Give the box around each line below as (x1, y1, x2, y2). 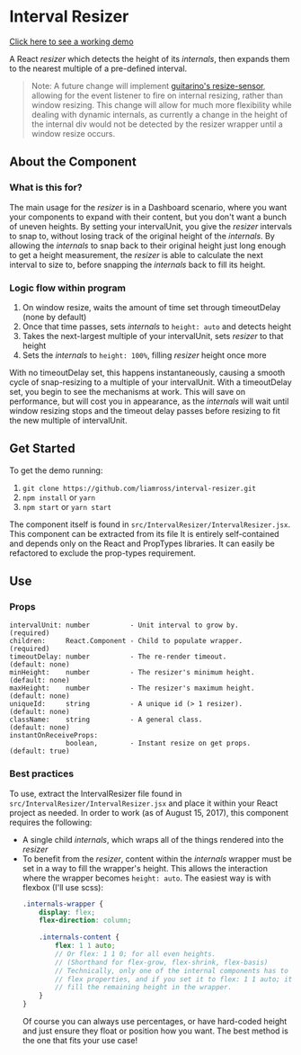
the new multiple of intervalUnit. (9, 415, 128, 425)
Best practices (9, 767, 75, 780)
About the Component (9, 155, 137, 170)
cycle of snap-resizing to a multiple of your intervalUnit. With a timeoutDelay (9, 376, 292, 388)
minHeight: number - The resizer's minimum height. (9, 668, 255, 677)
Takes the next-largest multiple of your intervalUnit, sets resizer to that (22, 330, 284, 341)
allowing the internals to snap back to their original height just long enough (9, 240, 287, 251)
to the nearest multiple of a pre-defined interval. (9, 63, 188, 74)
